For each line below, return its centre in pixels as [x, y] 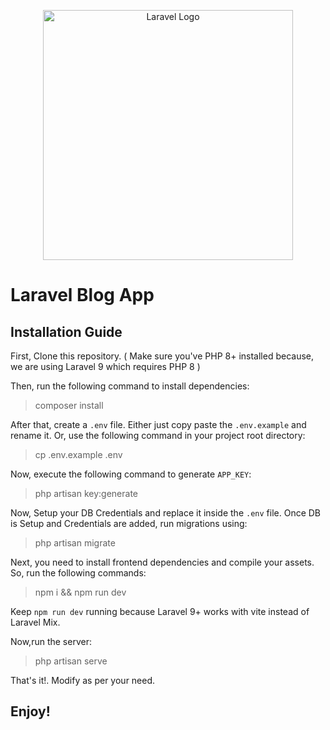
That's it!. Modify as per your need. [83, 680]
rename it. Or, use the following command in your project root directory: [158, 435]
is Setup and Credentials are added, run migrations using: [129, 523]
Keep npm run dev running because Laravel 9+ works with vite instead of [160, 611]
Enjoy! [30, 711]
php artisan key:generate [86, 493]
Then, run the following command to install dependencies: [130, 386]
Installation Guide [66, 331]
